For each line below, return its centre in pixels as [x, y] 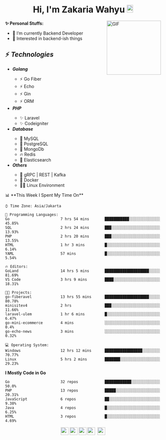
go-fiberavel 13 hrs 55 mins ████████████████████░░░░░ [83, 297]
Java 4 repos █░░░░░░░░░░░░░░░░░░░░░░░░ [83, 408]
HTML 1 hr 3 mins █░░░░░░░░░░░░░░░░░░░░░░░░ [83, 245]
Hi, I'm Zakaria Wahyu [79, 10]
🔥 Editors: [17, 266]
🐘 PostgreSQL [34, 144]
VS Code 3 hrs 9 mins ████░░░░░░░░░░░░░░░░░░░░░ [83, 279]
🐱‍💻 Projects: [19, 292]
